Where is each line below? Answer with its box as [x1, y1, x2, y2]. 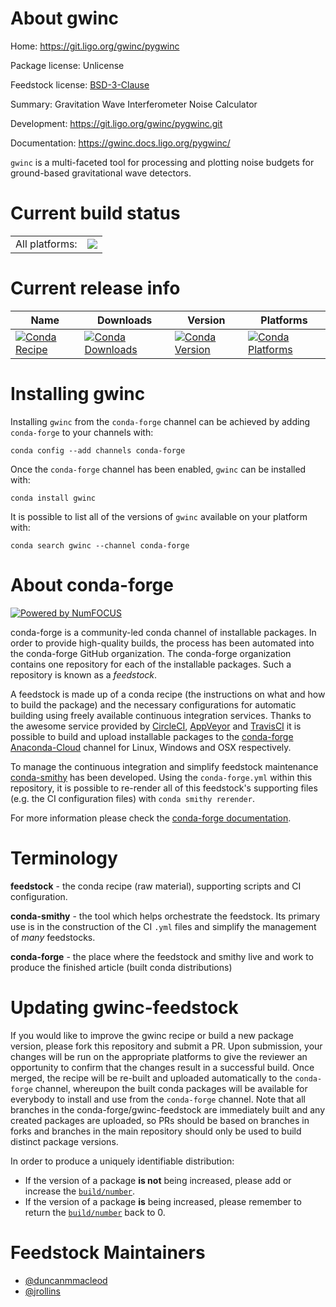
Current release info [10, 277, 181, 300]
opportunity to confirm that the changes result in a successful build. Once [10, 1061, 315, 1073]
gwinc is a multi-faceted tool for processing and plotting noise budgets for [10, 156, 315, 168]
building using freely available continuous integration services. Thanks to [10, 709, 312, 721]
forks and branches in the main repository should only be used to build [10, 1125, 302, 1137]
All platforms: [15, 237, 78, 251]
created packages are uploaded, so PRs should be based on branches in [10, 1114, 310, 1126]
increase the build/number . [24, 1185, 136, 1197]
